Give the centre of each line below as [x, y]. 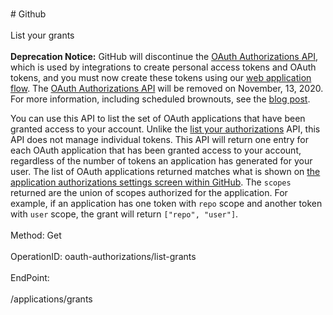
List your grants [42, 35]
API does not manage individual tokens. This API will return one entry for [159, 139]
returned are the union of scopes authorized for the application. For [149, 192]
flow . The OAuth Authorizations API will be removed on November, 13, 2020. [167, 88]
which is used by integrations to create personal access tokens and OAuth [163, 67]
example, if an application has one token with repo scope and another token [166, 203]
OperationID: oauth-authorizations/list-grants [103, 256]
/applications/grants [51, 299]
